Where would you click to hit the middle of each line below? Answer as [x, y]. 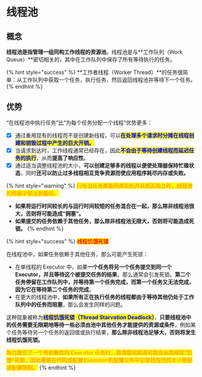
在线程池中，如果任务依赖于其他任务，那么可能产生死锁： [77, 254]
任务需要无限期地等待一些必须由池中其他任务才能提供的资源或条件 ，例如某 [103, 325]
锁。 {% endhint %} [39, 228]
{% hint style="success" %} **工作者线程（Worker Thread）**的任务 [92, 72]
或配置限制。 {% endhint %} [41, 368]
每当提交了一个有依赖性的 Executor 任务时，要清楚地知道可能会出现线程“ [97, 353]
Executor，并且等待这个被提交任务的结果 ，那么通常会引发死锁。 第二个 [103, 274]
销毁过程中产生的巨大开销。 [60, 143]
